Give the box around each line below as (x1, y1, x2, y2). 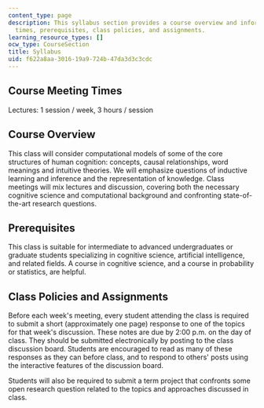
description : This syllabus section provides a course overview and (8, 19, 237, 27)
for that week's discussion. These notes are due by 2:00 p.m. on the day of (8, 327, 251, 337)
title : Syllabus (8, 48, 61, 56)
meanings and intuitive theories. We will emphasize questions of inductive (8, 166, 247, 175)
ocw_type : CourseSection (8, 41, 90, 49)
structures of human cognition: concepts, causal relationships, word (8, 157, 229, 166)
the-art (8, 199, 31, 208)
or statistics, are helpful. (8, 268, 86, 277)
